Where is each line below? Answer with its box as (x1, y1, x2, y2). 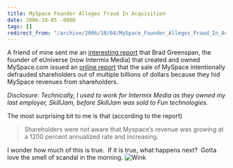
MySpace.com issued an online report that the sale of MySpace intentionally (7, 63, 225, 71)
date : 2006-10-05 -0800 (7, 17, 76, 24)
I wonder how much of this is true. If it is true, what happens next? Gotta (7, 146, 217, 154)
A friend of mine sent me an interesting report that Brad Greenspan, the (7, 48, 212, 57)
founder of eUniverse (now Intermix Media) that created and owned (7, 56, 200, 64)
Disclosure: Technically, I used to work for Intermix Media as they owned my (7, 91, 226, 100)
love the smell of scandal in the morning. (7, 153, 123, 162)
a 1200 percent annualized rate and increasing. (24, 133, 159, 141)
